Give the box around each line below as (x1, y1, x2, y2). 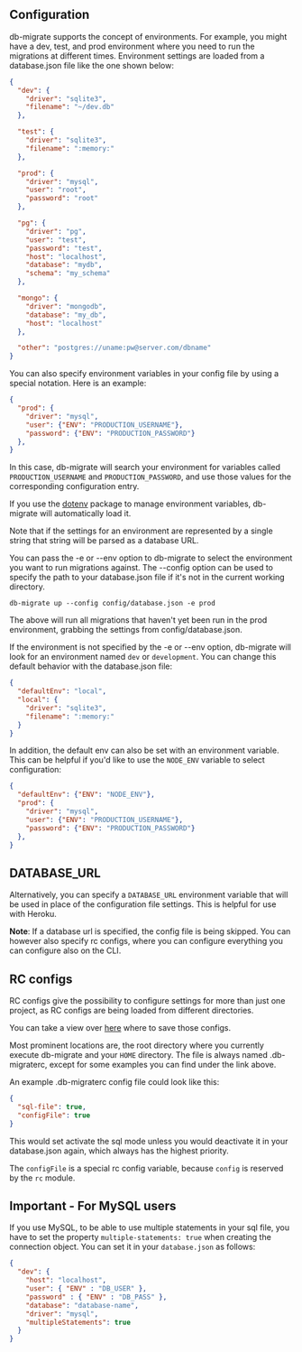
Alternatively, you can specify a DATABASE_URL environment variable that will (9, 889, 288, 901)
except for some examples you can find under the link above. (49, 1060, 277, 1070)
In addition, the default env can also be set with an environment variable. (9, 745, 279, 756)
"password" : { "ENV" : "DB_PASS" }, (25, 1292, 168, 1301)
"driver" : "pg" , (25, 227, 87, 236)
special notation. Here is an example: (9, 378, 147, 389)
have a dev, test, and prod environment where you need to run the (9, 41, 255, 51)
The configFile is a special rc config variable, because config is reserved (9, 1162, 284, 1173)
